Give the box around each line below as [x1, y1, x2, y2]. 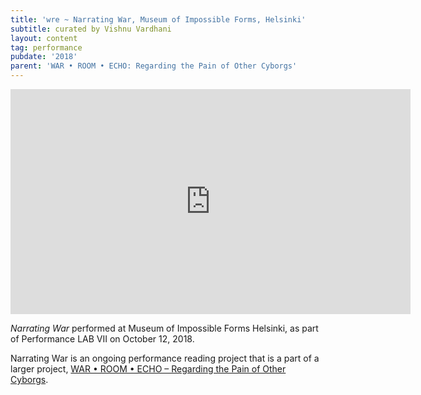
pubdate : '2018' [10, 52, 78, 62]
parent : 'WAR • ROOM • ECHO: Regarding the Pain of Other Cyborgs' [10, 61, 298, 71]
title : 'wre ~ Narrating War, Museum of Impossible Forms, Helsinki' [10, 14, 307, 25]
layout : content [10, 33, 78, 43]
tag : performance [10, 42, 83, 53]
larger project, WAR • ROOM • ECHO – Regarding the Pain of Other [10, 363, 287, 375]
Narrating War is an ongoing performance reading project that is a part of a [10, 352, 320, 364]
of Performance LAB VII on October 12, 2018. [10, 333, 195, 345]
